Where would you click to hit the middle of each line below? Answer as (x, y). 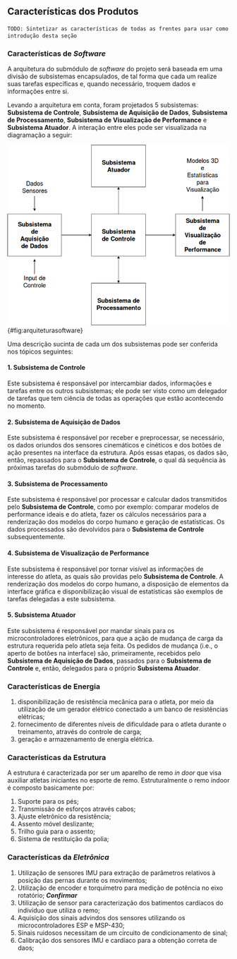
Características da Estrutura (57, 758)
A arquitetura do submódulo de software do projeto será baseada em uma (115, 69)
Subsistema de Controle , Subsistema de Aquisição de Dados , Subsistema (117, 113)
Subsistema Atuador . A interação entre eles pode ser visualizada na (107, 128)
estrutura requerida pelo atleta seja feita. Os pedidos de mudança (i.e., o (113, 646)
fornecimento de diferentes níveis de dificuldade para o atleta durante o (122, 724)
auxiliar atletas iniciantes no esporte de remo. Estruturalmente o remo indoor (119, 780)
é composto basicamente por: (51, 788)
